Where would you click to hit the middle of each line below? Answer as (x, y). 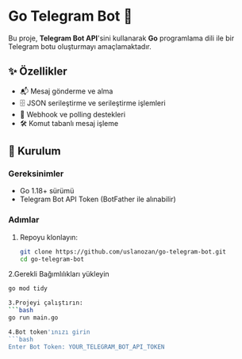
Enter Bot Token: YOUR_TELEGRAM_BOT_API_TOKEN (86, 347)
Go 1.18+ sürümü (47, 191)
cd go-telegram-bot (52, 259)
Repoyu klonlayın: (48, 237)
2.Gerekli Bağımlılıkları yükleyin (59, 274)
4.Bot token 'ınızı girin (49, 332)
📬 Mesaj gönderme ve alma (66, 91)
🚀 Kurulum (35, 151)
